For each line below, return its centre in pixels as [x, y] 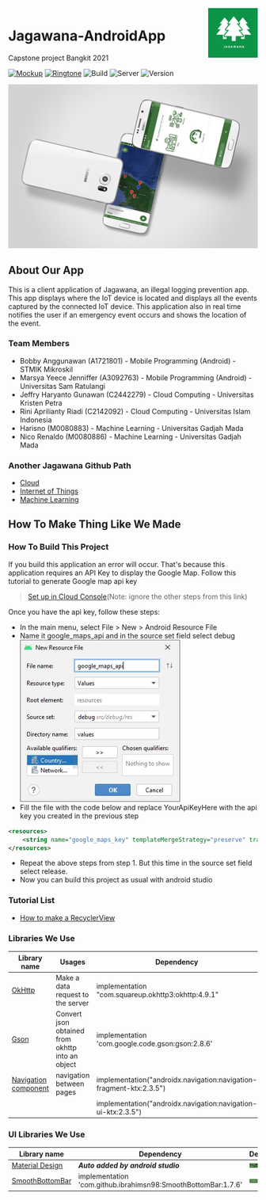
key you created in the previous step [79, 816]
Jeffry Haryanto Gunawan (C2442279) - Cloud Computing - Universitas [137, 394]
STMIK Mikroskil [46, 369]
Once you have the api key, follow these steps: [84, 611]
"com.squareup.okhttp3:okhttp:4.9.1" [158, 994]
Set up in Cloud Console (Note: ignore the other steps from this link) [137, 596]
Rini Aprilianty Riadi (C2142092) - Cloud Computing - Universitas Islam [135, 411]
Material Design [37, 1166]
